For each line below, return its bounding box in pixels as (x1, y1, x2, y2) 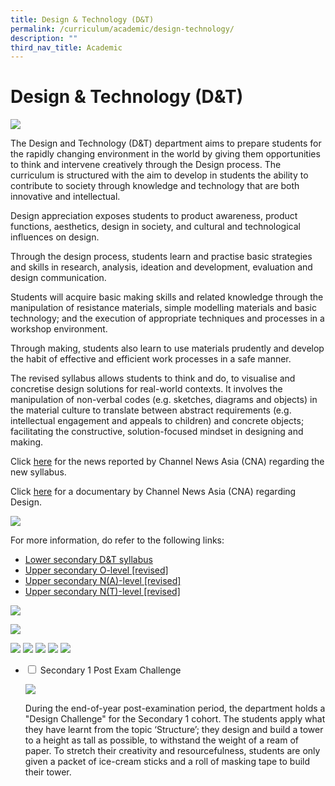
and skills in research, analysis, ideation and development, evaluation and (10, 261, 313, 273)
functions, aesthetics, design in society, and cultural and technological (10, 221, 301, 233)
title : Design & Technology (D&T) (10, 14, 155, 25)
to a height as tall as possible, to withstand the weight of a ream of (24, 734, 299, 746)
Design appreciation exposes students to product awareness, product (10, 210, 298, 222)
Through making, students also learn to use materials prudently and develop (10, 342, 325, 355)
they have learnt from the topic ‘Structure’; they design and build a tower (24, 724, 324, 736)
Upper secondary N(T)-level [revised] (24, 586, 181, 598)
